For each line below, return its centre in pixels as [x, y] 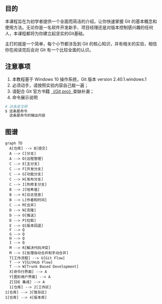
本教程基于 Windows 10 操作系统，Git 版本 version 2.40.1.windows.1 [79, 79]
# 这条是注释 [16, 106]
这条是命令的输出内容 [28, 115]
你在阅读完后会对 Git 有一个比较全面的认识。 [49, 49]
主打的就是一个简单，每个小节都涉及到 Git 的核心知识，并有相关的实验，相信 [81, 44]
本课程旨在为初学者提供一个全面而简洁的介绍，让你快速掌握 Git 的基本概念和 [81, 21]
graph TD [14, 144]
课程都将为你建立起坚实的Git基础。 [52, 33]
